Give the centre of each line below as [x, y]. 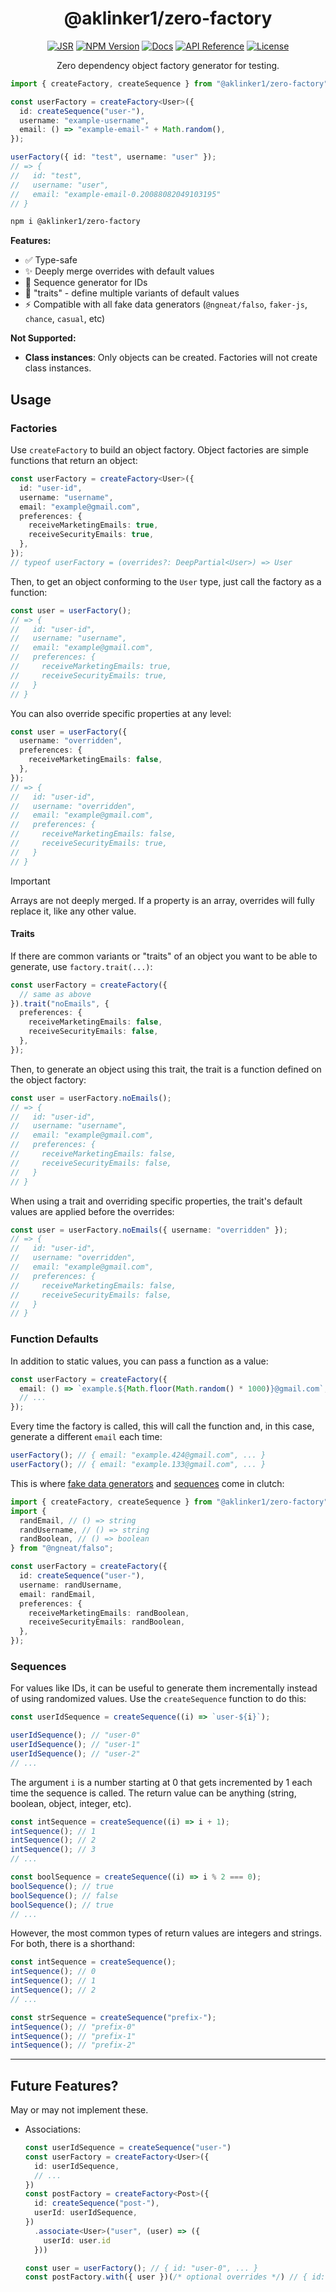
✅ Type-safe [51, 260]
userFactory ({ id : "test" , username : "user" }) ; [113, 157]
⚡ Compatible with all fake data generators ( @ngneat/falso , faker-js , [166, 304]
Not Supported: [43, 338]
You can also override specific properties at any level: [121, 713]
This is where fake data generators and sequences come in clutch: [147, 1483]
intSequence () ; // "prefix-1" [73, 2036]
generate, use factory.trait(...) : [81, 966]
